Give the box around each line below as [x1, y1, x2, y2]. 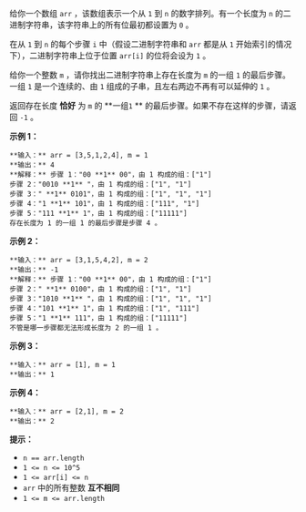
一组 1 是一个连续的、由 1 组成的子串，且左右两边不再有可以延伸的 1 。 [9, 81, 275, 91]
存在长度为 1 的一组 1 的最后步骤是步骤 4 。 [9, 219, 162, 228]
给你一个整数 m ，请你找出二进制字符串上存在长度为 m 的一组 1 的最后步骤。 [9, 69, 291, 80]
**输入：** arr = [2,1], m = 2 [9, 407, 125, 416]
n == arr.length [22, 454, 85, 463]
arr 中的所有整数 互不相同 [22, 482, 120, 493]
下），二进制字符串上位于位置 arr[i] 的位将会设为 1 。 [9, 50, 211, 61]
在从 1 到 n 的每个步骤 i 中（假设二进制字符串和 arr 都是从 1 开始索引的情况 [9, 39, 292, 49]
